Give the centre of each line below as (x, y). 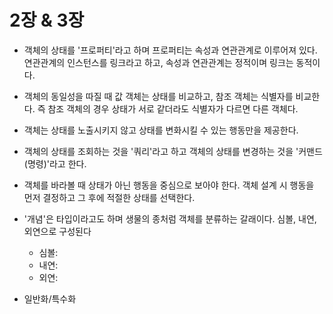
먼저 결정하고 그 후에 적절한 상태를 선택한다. (109, 197)
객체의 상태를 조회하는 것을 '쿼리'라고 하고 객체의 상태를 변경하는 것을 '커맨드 (173, 151)
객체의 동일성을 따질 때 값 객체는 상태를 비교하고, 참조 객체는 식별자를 (158, 96)
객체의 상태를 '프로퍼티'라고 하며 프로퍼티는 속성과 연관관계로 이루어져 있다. (170, 50)
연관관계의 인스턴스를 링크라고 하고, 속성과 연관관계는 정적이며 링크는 (158, 62)
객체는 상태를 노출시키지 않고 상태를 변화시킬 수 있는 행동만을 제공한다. (161, 130)
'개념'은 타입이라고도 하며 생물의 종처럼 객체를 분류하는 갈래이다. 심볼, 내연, (170, 218)
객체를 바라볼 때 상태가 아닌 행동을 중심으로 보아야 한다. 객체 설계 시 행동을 (169, 185)
